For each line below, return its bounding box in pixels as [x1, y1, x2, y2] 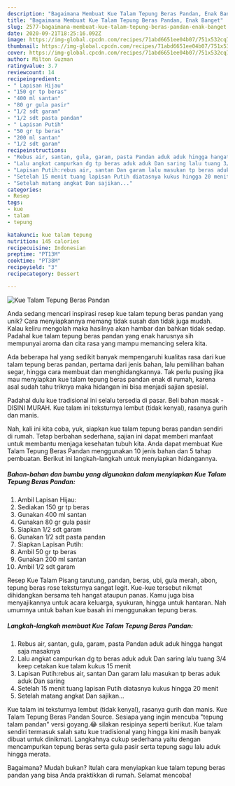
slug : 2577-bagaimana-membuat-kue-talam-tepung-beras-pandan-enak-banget [7, 23, 227, 30]
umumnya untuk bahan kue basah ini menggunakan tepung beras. [7, 605, 198, 614]
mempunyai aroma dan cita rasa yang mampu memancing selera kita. [7, 339, 208, 347]
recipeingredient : [7, 75, 61, 83]
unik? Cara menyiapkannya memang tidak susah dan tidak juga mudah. [7, 317, 213, 325]
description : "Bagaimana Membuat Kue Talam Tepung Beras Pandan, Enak [7, 10, 218, 18]
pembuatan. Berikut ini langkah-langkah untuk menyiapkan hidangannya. [7, 454, 218, 462]
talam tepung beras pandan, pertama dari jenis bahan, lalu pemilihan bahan [7, 360, 225, 368]
